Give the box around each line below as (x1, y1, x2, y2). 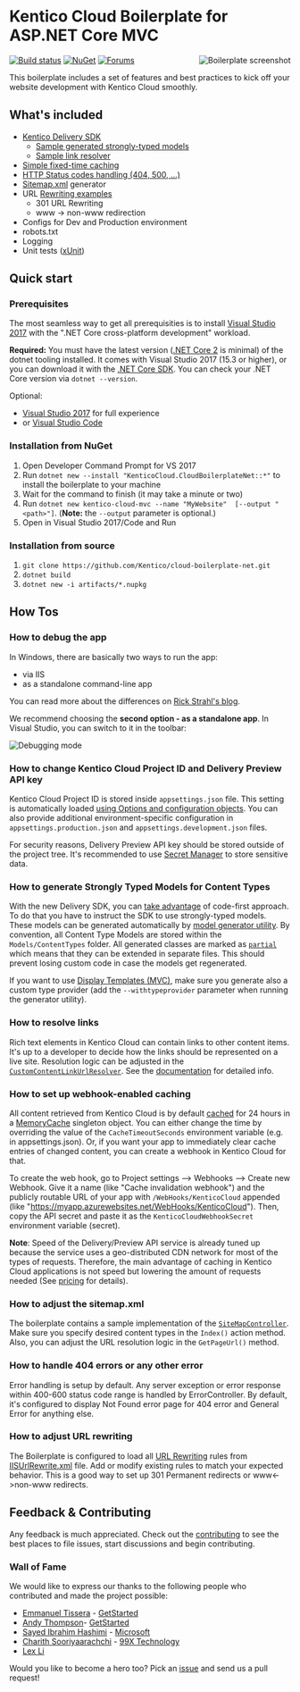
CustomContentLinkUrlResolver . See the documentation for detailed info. (9, 1065, 274, 1076)
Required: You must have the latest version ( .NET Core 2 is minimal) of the (9, 345, 284, 356)
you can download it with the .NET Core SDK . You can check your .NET (9, 364, 271, 374)
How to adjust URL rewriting (9, 1430, 133, 1443)
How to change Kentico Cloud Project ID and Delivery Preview (9, 762, 282, 775)
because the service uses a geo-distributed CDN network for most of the (9, 1246, 279, 1257)
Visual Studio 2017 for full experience (21, 408, 160, 419)
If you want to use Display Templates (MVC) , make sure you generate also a (9, 976, 288, 986)
